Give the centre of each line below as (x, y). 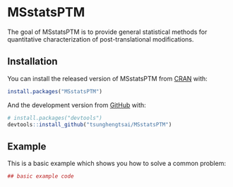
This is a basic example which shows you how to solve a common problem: (116, 164)
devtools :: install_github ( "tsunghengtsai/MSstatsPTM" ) (90, 124)
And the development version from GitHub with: (77, 105)
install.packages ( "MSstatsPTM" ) (55, 91)
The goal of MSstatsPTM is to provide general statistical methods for (107, 32)
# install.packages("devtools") (55, 118)
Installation (32, 62)
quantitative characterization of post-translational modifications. (101, 39)
